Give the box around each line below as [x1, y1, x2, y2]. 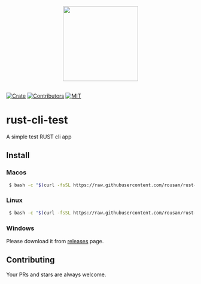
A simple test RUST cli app [6, 133, 72, 140]
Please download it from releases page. [6, 237, 104, 244]
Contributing [6, 255, 55, 265]
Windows [6, 224, 35, 232]
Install [6, 150, 30, 161]
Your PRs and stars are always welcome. [6, 271, 106, 278]
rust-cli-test [6, 113, 68, 127]
